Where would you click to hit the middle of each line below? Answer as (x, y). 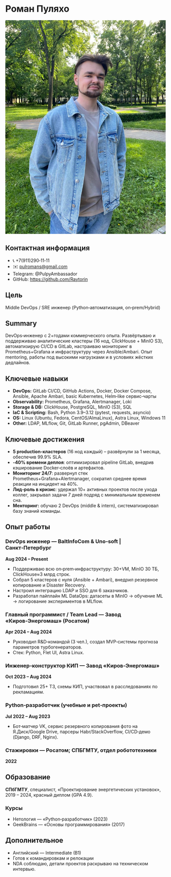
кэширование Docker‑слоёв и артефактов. (59, 468)
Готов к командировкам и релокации (53, 858)
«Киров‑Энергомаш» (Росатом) (48, 621)
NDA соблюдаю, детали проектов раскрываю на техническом (80, 863)
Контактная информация (48, 248)
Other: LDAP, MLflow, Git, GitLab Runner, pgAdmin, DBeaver (76, 423)
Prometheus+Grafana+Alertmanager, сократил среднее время (79, 478)
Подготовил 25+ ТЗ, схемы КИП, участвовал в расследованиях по (85, 687)
